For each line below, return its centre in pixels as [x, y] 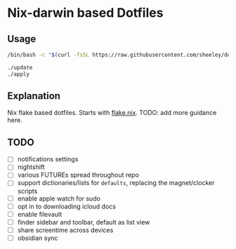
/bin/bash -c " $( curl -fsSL [48, 55]
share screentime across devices [65, 230]
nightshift [31, 167]
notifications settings [48, 159]
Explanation [34, 96]
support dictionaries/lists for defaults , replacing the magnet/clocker [116, 183]
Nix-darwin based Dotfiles [85, 13]
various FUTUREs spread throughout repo [78, 175]
